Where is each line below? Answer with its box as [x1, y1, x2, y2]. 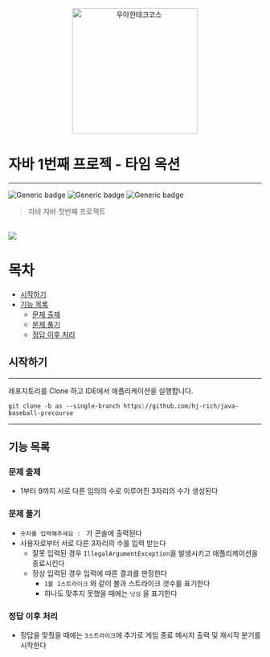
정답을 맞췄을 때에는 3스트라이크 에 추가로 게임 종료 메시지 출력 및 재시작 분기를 [19, 630, 261, 639]
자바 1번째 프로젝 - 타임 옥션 [8, 155, 181, 174]
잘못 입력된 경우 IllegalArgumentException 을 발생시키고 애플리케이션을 [31, 548, 259, 558]
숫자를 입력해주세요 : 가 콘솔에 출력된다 [19, 528, 142, 538]
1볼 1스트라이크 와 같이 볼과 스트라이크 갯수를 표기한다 [43, 578, 211, 588]
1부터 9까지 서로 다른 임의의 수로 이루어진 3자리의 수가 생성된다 [19, 487, 219, 496]
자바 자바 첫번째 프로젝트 [27, 206, 106, 216]
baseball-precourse [8, 409, 74, 417]
